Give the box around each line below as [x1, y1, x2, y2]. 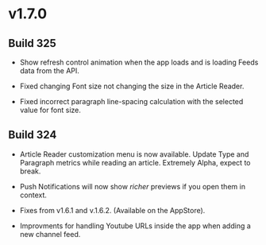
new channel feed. [19, 229, 81, 239]
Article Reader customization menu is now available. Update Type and [19, 149, 249, 159]
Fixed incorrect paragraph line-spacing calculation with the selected [19, 97, 244, 106]
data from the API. [19, 66, 79, 76]
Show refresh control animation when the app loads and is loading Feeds [19, 57, 259, 67]
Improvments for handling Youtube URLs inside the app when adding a [19, 220, 252, 231]
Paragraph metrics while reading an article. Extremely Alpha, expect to [19, 157, 251, 167]
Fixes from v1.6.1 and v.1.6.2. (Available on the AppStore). [19, 205, 206, 215]
